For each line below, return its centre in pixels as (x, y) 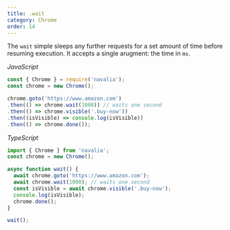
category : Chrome (32, 20)
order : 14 (21, 26)
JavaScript (23, 67)
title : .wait (26, 14)
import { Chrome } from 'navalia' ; (58, 150)
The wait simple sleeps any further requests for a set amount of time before (115, 46)
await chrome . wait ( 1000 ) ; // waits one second (82, 182)
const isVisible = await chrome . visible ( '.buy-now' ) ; (92, 188)
